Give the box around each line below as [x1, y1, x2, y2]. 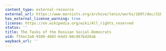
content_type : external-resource [5, 7, 74, 12]
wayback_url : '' [5, 39, 39, 44]
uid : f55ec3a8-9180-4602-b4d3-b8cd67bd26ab [5, 34, 96, 39]
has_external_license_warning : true [5, 16, 81, 21]
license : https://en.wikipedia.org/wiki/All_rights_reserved [5, 20, 134, 26]
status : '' [5, 25, 28, 30]
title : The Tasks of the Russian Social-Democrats [5, 30, 112, 34]
